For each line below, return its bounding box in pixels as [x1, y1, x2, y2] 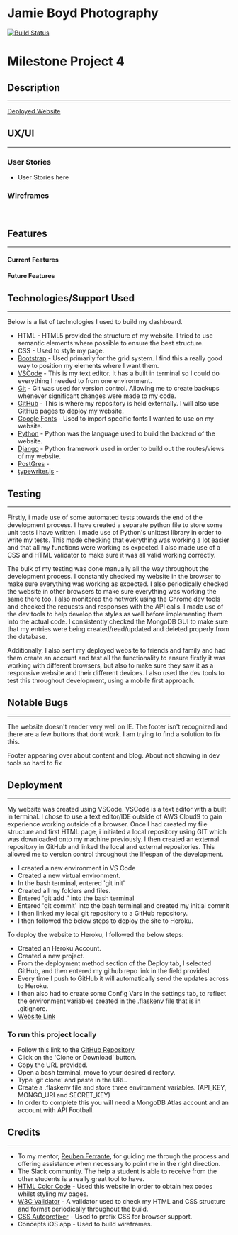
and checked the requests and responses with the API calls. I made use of [7, 602, 224, 611]
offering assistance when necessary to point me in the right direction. [17, 1159, 221, 1168]
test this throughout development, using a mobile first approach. [7, 676, 195, 685]
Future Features [7, 272, 55, 280]
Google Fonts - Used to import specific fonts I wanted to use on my [17, 414, 215, 423]
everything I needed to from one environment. [17, 377, 152, 385]
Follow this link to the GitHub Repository [17, 1045, 135, 1054]
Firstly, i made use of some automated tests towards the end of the [7, 513, 203, 521]
